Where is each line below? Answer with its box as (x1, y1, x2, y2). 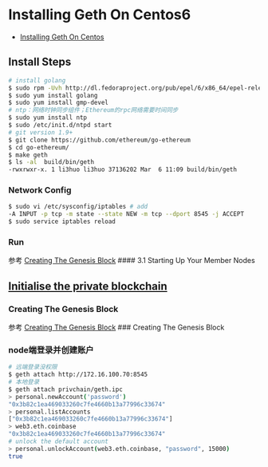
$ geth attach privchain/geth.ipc (8, 385, 124, 393)
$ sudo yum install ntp (8, 114, 88, 122)
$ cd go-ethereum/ (8, 143, 69, 151)
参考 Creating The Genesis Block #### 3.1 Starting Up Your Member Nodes (8, 256, 255, 265)
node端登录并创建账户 (8, 344, 94, 355)
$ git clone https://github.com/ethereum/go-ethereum (8, 136, 191, 144)
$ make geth (8, 150, 48, 159)
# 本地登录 (8, 378, 40, 386)
